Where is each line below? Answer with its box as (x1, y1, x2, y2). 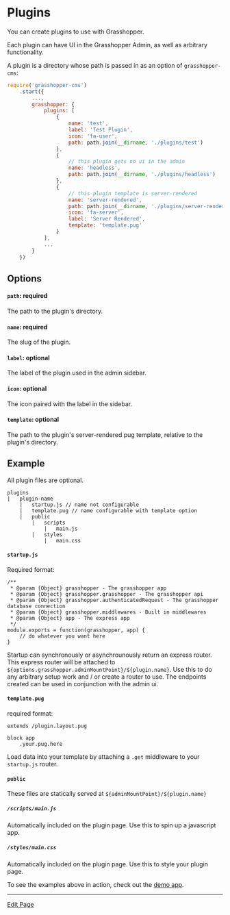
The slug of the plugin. (7, 338, 71, 347)
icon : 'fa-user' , (68, 132, 118, 140)
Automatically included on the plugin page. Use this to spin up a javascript (7, 821, 216, 829)
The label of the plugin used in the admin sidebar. (7, 368, 147, 377)
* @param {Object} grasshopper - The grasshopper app (10, 584, 167, 592)
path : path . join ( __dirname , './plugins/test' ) (68, 139, 204, 146)
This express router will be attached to (7, 657, 116, 666)
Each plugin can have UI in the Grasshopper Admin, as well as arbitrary (7, 40, 207, 49)
